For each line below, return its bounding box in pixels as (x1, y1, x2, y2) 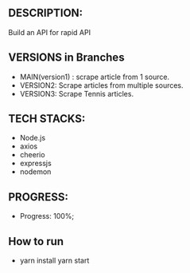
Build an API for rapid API (8, 27, 91, 37)
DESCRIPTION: (8, 6, 83, 20)
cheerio (19, 150, 45, 160)
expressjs (19, 159, 52, 168)
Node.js (19, 133, 46, 143)
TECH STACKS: (8, 112, 86, 126)
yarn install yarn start (19, 255, 90, 266)
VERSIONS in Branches (8, 51, 125, 65)
